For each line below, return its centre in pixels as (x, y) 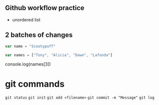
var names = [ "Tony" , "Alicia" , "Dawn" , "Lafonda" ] (59, 55)
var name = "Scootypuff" (30, 46)
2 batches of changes (39, 35)
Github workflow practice (45, 8)
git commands (35, 84)
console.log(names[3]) (28, 64)
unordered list (26, 19)
